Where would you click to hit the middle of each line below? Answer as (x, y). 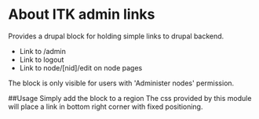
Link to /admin (43, 51)
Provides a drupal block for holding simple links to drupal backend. (116, 36)
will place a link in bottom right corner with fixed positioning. (106, 106)
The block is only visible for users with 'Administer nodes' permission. (121, 83)
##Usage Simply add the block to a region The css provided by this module (130, 98)
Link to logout (42, 59)
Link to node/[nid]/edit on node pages (81, 67)
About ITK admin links (82, 14)
